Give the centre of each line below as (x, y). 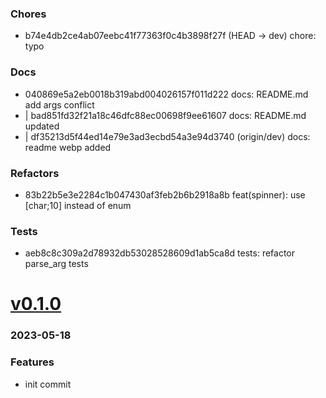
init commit (48, 384)
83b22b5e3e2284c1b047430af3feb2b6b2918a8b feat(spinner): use (165, 194)
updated (42, 126)
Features (32, 362)
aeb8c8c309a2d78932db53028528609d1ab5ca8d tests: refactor (160, 253)
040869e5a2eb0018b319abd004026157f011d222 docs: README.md (166, 94)
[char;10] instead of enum (78, 205)
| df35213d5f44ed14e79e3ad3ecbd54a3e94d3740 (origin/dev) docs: (167, 136)
